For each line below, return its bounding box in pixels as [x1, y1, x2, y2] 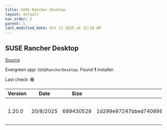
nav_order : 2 [5, 16, 32, 21]
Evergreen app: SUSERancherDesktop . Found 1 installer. [5, 66, 115, 72]
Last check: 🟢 [5, 76, 35, 82]
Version [7, 90, 27, 97]
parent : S [5, 21, 26, 26]
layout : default [5, 12, 39, 17]
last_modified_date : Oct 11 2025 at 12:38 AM [5, 26, 101, 31]
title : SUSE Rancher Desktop [5, 7, 66, 12]
